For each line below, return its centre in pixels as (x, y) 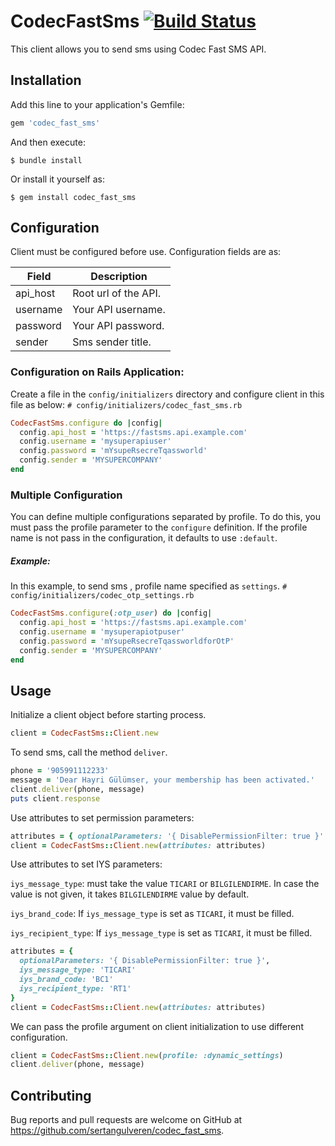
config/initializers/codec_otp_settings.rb (102, 596)
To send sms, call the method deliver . (89, 752)
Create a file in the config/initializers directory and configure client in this (167, 394)
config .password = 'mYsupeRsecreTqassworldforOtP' (127, 641)
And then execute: (48, 142)
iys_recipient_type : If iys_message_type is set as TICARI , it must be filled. (161, 933)
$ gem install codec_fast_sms (73, 197)
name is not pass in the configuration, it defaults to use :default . (144, 538)
